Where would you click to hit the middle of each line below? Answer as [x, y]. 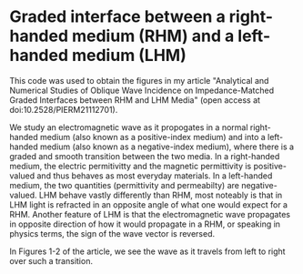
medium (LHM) [129, 56]
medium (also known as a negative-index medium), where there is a [167, 147]
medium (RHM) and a [153, 36]
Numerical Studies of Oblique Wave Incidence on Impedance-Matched [142, 90]
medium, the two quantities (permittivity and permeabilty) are [124, 185]
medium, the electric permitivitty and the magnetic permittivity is [131, 166]
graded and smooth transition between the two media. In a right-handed [145, 156]
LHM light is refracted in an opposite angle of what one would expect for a [149, 204]
